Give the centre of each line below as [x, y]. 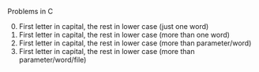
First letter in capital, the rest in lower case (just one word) [114, 26]
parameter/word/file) [53, 59]
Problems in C [30, 11]
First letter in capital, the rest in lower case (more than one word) [124, 35]
